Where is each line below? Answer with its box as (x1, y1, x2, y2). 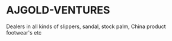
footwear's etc (6, 29, 42, 36)
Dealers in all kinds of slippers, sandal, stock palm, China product (6, 23, 166, 30)
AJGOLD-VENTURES (6, 4, 110, 17)
